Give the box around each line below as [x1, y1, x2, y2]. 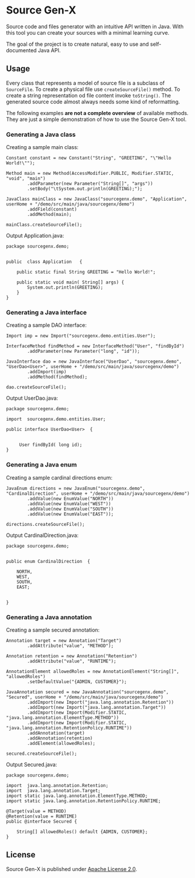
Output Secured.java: [6, 761, 57, 768]
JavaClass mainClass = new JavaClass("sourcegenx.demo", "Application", [6, 196, 187, 202]
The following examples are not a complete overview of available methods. [6, 109, 189, 116]
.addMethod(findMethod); [27, 374, 88, 380]
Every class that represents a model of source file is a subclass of [6, 79, 165, 86]
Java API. [37, 46, 61, 53]
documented [6, 46, 37, 53]
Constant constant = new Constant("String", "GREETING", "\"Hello [6, 155, 172, 161]
